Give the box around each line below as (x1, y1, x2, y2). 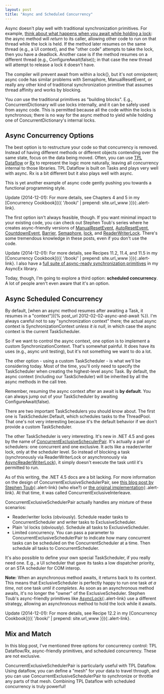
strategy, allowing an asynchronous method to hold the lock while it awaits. (5, 601, 157, 607)
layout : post (5, 7, 32, 12)
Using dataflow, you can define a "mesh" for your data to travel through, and (5, 668, 160, 673)
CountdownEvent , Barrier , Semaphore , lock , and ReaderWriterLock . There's (5, 230, 158, 236)
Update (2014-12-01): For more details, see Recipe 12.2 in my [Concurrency (5, 610, 158, 616)
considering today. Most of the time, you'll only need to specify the (5, 363, 141, 369)
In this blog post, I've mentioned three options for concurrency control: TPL (5, 643, 157, 648)
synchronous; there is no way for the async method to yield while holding (5, 112, 153, 118)
